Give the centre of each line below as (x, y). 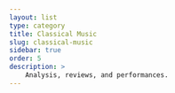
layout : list (33, 17)
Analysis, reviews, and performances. (97, 75)
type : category (37, 26)
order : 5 (25, 58)
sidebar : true (36, 50)
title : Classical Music (53, 34)
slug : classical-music (51, 42)
